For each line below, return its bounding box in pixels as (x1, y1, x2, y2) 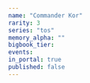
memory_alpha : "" (8, 33, 66, 42)
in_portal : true (8, 56, 62, 64)
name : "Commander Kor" (8, 11, 83, 20)
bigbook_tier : (8, 41, 55, 49)
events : (8, 48, 34, 56)
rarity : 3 (8, 19, 41, 27)
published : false (8, 63, 66, 71)
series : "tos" (8, 26, 55, 34)
